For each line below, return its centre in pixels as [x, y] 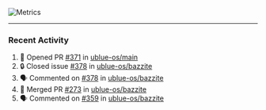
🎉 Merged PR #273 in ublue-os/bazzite [83, 89]
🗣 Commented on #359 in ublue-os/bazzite [92, 98]
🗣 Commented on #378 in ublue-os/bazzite [91, 78]
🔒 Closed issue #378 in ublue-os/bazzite [86, 66]
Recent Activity [39, 40]
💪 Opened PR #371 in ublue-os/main [79, 57]
